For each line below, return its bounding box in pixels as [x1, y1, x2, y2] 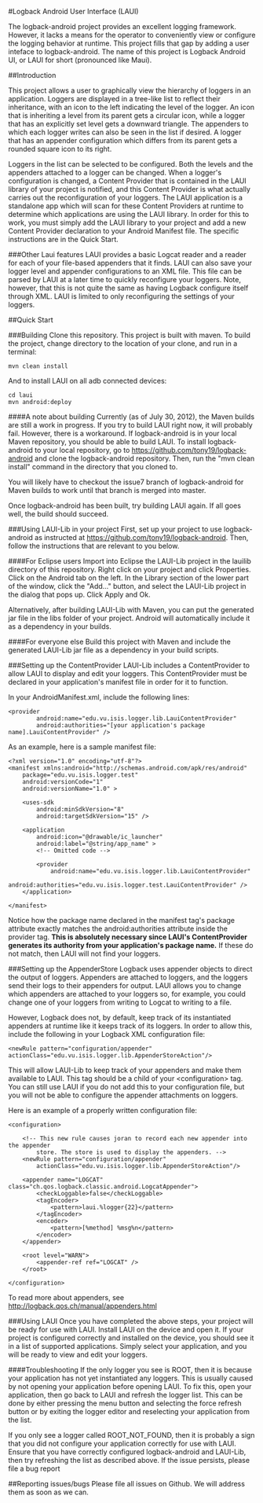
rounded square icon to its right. [8, 145, 112, 153]
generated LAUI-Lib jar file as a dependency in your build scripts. [8, 645, 219, 655]
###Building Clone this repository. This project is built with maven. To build [8, 330, 251, 340]
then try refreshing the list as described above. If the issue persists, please [8, 1456, 250, 1464]
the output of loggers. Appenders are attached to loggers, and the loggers [8, 972, 249, 982]
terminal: [8, 347, 37, 356]
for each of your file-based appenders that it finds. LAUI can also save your [8, 259, 253, 267]
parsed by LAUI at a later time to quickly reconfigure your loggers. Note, [8, 275, 242, 284]
